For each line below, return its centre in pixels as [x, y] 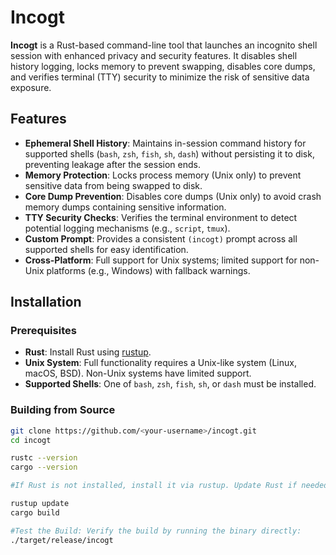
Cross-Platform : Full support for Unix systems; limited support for [161, 260]
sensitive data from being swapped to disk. [113, 185]
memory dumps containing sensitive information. [125, 207]
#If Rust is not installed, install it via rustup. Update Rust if [154, 486]
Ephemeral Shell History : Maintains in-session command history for [165, 143]
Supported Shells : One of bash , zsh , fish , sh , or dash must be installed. [170, 384]
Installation [46, 302]
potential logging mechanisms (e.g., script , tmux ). [127, 228]
